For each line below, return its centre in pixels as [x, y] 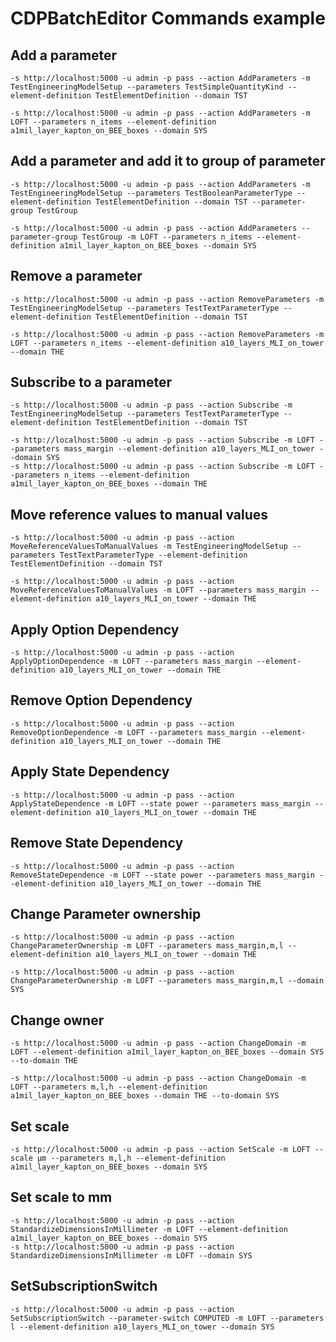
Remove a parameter [76, 276]
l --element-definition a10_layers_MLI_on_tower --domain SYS [142, 1327]
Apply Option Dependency [95, 629]
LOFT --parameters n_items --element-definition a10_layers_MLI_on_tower [167, 343]
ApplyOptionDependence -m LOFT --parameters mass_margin [131, 662]
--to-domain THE [44, 1061]
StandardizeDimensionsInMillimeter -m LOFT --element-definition [149, 1229]
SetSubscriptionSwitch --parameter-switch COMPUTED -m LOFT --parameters [167, 1318]
